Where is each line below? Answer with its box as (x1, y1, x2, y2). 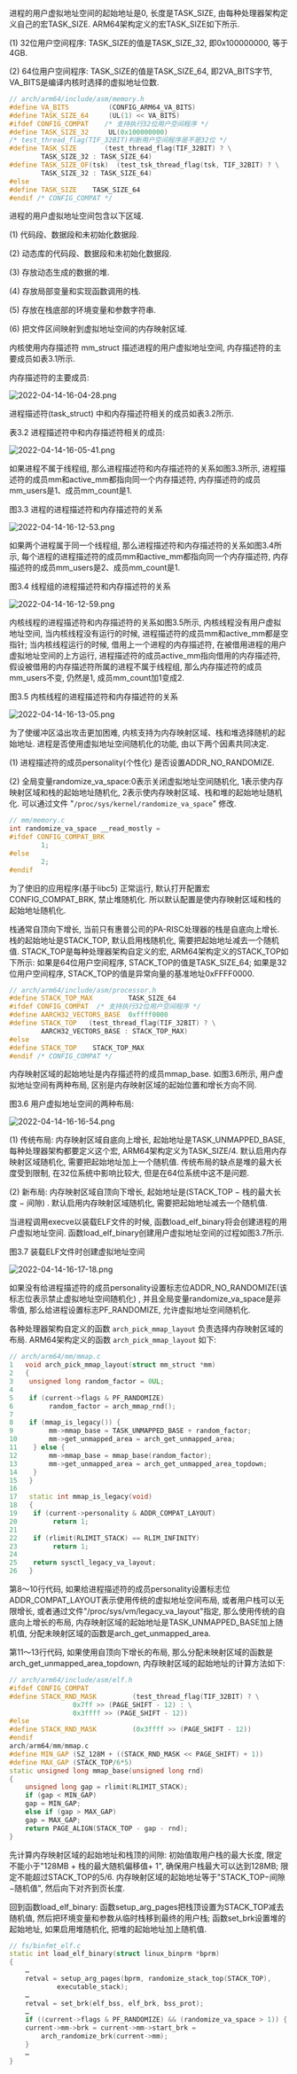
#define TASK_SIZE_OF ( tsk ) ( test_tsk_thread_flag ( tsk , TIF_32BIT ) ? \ (9, 160, 279, 169)
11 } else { (9, 1443, 66, 1452)
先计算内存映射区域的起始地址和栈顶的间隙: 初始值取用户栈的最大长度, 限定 (9, 1849, 282, 1860)
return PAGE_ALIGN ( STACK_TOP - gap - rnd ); (25, 1824, 189, 1833)
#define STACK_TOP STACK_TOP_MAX (9, 1043, 145, 1052)
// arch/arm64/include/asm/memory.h (9, 95, 145, 104)
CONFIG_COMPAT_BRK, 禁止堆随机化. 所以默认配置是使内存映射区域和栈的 (9, 893, 282, 904)
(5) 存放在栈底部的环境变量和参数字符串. (9, 305, 157, 316)
